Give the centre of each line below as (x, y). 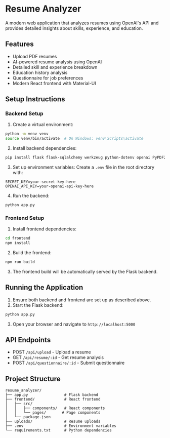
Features (19, 44)
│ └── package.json (28, 417)
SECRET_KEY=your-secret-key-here (40, 182)
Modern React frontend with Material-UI (54, 83)
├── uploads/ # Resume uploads (53, 422)
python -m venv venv (27, 134)
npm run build (20, 262)
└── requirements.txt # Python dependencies (59, 430)
